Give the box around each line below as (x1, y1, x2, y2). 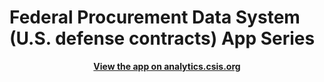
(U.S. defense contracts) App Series (9, 27, 316, 50)
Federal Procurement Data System (9, 6, 301, 29)
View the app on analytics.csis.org (93, 60, 241, 72)
